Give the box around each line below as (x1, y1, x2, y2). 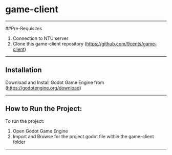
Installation (5, 65, 42, 75)
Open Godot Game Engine (12, 128, 68, 134)
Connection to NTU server (12, 35, 69, 41)
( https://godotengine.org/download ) (5, 84, 81, 91)
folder (12, 139, 26, 145)
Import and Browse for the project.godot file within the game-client (12, 133, 155, 139)
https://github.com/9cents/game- (86, 40, 157, 47)
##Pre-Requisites (5, 25, 42, 31)
